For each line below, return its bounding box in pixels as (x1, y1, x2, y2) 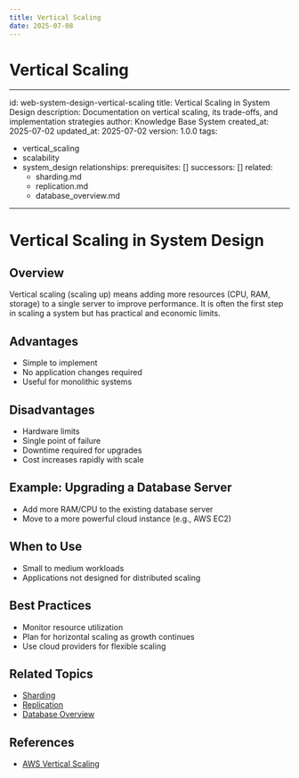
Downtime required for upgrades (21, 445, 142, 455)
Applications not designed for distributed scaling (21, 572, 201, 583)
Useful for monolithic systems (21, 376, 133, 388)
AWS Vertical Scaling (21, 758, 100, 769)
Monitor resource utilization (21, 621, 124, 633)
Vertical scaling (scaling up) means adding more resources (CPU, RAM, (9, 289, 271, 299)
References (9, 734, 75, 749)
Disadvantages (9, 402, 95, 417)
